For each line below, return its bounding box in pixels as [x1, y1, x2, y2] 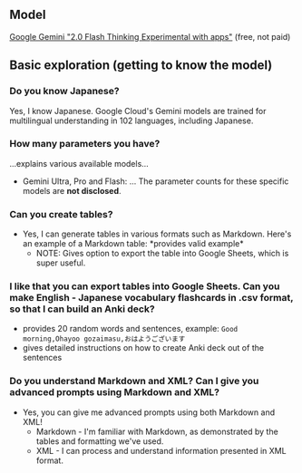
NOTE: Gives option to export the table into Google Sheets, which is [35, 248, 289, 259]
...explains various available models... [9, 158, 150, 169]
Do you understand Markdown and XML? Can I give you [9, 375, 259, 388]
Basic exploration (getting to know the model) [9, 58, 273, 73]
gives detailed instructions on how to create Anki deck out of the [22, 343, 265, 353]
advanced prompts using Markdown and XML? [9, 386, 220, 399]
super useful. [35, 257, 86, 268]
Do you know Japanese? [9, 85, 120, 98]
